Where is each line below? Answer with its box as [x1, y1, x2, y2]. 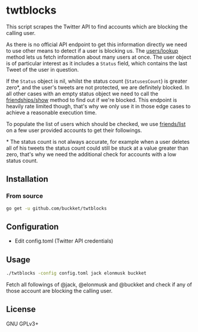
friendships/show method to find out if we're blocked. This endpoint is [6, 96, 177, 104]
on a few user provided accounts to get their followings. [6, 127, 142, 134]
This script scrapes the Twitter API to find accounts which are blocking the [6, 23, 188, 30]
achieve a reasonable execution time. [6, 109, 97, 116]
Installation [6, 174, 48, 184]
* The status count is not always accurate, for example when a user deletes [6, 138, 190, 145]
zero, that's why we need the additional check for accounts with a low [6, 150, 177, 157]
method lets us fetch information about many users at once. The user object [6, 53, 191, 60]
